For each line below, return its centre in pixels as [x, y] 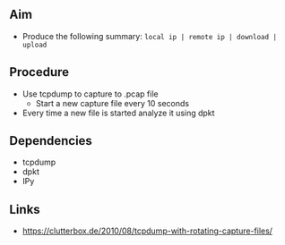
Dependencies [51, 141]
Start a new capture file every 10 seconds [112, 103]
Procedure [39, 72]
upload [35, 45]
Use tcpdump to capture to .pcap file [90, 94]
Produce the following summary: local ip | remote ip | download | [150, 36]
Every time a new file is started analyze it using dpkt [118, 113]
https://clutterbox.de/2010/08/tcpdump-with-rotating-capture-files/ [147, 231]
